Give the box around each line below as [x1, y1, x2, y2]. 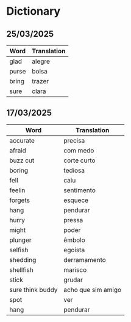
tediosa [63, 166, 85, 174]
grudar [63, 275, 83, 284]
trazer [32, 77, 49, 85]
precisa [63, 136, 85, 144]
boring [9, 166, 29, 174]
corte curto [63, 156, 96, 165]
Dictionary [6, 4, 61, 18]
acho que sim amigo [63, 285, 122, 294]
